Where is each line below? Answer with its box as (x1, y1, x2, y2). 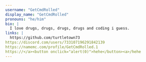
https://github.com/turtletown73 (10, 35, 80, 40)
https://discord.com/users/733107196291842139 (5, 40, 105, 45)
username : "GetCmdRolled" (5, 7, 60, 12)
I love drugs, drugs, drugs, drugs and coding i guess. (10, 26, 130, 31)
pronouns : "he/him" (5, 16, 46, 21)
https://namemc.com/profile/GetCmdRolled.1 (5, 44, 99, 49)
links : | (5, 30, 24, 35)
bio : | (5, 21, 19, 26)
